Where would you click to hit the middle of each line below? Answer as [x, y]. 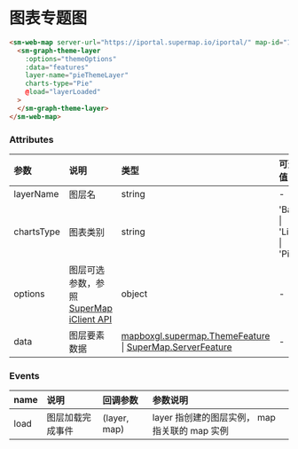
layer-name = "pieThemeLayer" [77, 75]
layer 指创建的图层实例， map [214, 418]
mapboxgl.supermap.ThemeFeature [196, 335]
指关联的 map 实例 [190, 431]
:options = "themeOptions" [71, 59]
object [134, 294]
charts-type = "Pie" [59, 84]
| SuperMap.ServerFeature [176, 347]
